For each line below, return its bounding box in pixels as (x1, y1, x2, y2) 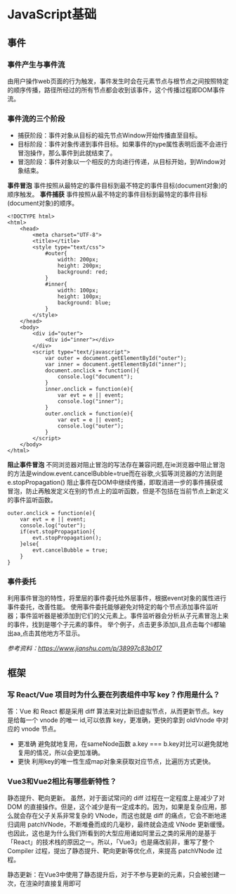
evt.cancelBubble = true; (32, 547, 109, 554)
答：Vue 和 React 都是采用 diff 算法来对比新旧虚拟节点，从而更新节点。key (7, 707, 224, 716)
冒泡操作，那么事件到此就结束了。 (17, 149, 117, 157)
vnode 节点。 (20, 725, 60, 733)
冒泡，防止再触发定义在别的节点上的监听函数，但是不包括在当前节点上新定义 (7, 487, 229, 495)
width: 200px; (57, 256, 99, 263)
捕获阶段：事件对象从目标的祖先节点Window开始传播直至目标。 (17, 131, 202, 139)
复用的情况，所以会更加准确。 (17, 748, 104, 757)
